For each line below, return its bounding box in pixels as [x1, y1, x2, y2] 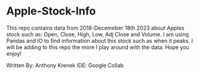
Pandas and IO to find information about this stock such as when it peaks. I [6, 37, 193, 44]
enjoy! [6, 50, 22, 57]
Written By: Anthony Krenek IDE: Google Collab [6, 62, 124, 69]
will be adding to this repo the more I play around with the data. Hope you [6, 44, 190, 51]
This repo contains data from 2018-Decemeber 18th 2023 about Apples [6, 24, 185, 31]
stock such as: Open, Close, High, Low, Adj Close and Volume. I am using [6, 30, 190, 37]
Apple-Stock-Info [6, 4, 96, 18]
